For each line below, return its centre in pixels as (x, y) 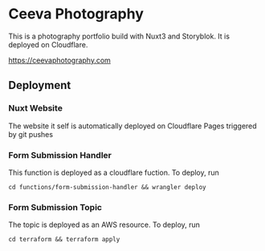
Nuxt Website (35, 108)
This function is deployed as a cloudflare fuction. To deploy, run (114, 172)
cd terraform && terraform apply (64, 240)
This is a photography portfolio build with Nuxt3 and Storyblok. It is (119, 36)
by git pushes (31, 134)
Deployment (40, 85)
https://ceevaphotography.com (59, 60)
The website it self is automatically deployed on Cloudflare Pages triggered (132, 126)
